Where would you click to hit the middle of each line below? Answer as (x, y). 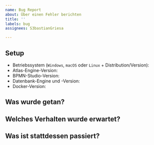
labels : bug (17, 24)
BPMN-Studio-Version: (36, 75)
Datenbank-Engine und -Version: (46, 81)
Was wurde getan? (35, 102)
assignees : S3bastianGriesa (34, 28)
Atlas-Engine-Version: (35, 70)
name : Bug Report (23, 10)
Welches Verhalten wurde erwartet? (63, 119)
